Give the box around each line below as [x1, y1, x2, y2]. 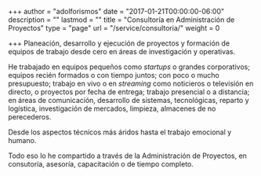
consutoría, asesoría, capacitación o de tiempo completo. [8, 159, 194, 168]
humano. [8, 136, 37, 145]
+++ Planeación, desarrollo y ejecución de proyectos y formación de [8, 38, 230, 48]
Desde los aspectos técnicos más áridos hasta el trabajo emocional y [8, 127, 232, 137]
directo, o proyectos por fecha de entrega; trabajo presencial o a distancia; [8, 87, 250, 97]
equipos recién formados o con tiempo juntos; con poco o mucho [8, 71, 219, 79]
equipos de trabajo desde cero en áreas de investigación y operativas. [8, 47, 236, 56]
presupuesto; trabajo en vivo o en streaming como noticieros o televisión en [8, 79, 254, 88]
